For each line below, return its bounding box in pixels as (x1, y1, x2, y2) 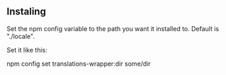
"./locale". (6, 32, 35, 40)
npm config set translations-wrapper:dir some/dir (6, 59, 151, 68)
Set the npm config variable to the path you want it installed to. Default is (6, 24, 220, 33)
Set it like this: (6, 45, 47, 54)
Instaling (6, 6, 47, 18)
